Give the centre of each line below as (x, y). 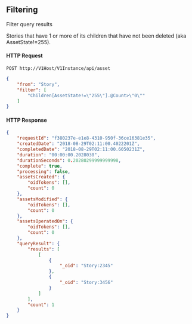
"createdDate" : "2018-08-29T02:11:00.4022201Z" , (78, 144)
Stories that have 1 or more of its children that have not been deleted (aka (96, 36)
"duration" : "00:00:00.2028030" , (58, 155)
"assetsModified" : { (42, 199)
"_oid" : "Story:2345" (86, 266)
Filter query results (29, 24)
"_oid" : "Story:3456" (86, 283)
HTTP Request (24, 55)
